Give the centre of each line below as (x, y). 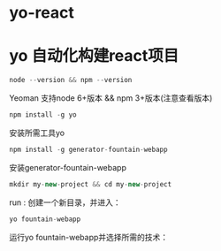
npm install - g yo (43, 115)
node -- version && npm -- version (71, 80)
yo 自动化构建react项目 (94, 56)
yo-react (42, 13)
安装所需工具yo (37, 133)
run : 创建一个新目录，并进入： (65, 202)
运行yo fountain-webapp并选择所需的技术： (89, 237)
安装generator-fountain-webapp (68, 167)
